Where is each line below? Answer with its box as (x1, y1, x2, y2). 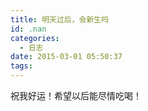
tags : (10, 61, 33, 71)
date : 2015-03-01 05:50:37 (10, 52, 123, 62)
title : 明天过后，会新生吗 (10, 14, 110, 25)
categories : (10, 33, 60, 43)
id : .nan (10, 24, 47, 34)
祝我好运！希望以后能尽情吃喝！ (10, 90, 142, 101)
